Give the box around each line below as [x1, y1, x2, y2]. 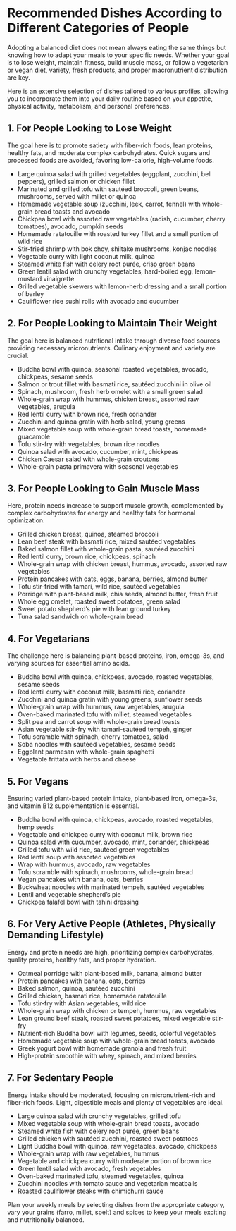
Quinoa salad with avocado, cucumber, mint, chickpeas [17, 447, 178, 455]
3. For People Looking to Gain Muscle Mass [7, 482, 200, 494]
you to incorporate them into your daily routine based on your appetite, [7, 94, 213, 103]
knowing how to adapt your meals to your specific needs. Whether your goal [7, 51, 230, 59]
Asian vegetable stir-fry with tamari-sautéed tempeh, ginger [17, 725, 192, 734]
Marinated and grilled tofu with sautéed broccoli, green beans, [17, 185, 199, 193]
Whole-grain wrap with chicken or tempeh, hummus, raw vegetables [17, 1006, 217, 1015]
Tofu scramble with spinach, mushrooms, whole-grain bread [17, 868, 194, 876]
